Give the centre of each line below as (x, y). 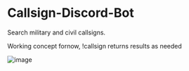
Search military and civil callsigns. (57, 32)
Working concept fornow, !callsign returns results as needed (95, 46)
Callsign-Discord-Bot (71, 13)
